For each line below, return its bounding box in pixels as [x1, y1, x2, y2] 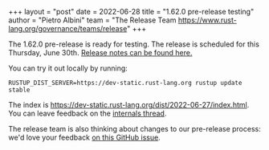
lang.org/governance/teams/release [8, 24, 128, 33]
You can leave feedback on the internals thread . [8, 108, 167, 118]
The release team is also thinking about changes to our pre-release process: [8, 124, 261, 133]
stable [8, 86, 31, 94]
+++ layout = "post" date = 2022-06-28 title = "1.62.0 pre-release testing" [8, 7, 255, 16]
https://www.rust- [177, 15, 237, 25]
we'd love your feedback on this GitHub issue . [8, 132, 161, 142]
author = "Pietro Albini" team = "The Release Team [8, 15, 177, 25]
